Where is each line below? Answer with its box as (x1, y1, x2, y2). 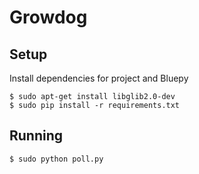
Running (9, 127, 64, 145)
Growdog (9, 6, 88, 29)
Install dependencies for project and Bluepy (9, 72, 189, 84)
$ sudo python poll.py (9, 154, 104, 164)
